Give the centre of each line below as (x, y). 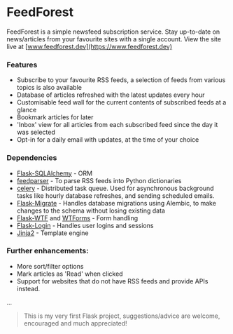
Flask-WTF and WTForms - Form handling (77, 218)
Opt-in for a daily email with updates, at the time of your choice (108, 140)
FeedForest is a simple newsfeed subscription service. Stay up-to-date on (113, 32)
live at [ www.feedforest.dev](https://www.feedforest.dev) (90, 46)
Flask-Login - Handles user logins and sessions (85, 225)
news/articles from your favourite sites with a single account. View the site (114, 39)
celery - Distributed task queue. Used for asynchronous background (115, 188)
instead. (28, 288)
